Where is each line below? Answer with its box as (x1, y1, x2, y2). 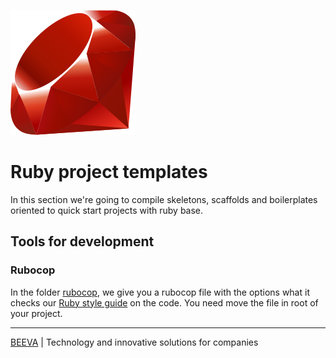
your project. (10, 307, 63, 319)
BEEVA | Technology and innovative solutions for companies (10, 336, 259, 348)
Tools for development (10, 233, 155, 250)
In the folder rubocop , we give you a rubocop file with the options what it (10, 286, 310, 298)
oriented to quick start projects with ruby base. (10, 204, 204, 216)
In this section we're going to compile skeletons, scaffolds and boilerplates (10, 193, 318, 205)
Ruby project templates (10, 161, 208, 184)
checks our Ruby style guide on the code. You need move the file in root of (10, 296, 319, 309)
